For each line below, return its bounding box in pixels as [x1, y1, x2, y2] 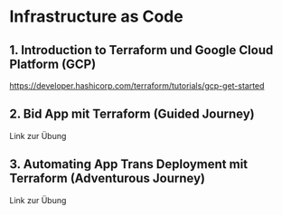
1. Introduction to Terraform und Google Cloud [9, 42, 274, 58]
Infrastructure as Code [9, 6, 183, 27]
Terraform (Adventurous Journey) [9, 171, 206, 186]
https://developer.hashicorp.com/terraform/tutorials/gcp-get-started [9, 80, 265, 91]
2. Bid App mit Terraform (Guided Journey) [9, 107, 255, 122]
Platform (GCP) [9, 56, 97, 71]
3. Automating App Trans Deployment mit [9, 156, 249, 173]
